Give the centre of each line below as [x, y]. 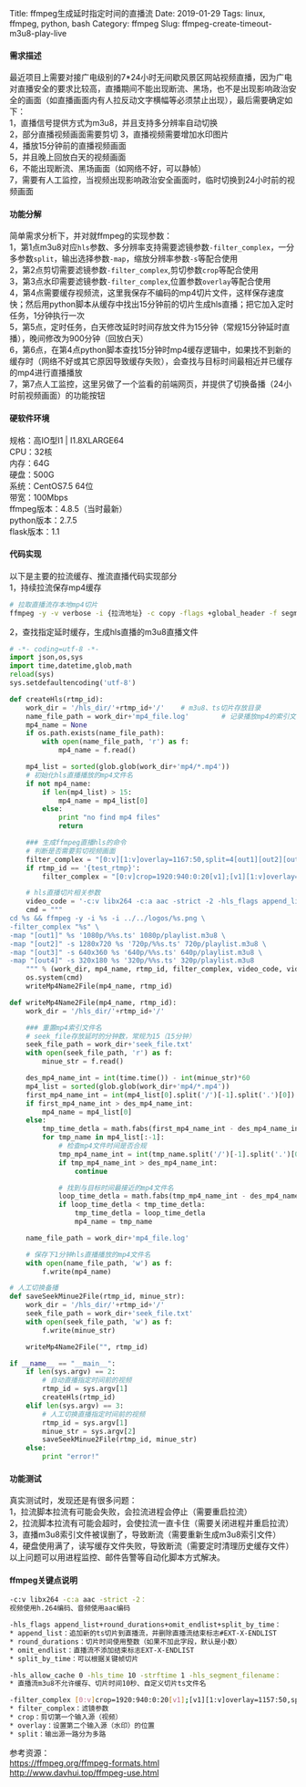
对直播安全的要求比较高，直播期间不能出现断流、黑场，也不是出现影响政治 [149, 88]
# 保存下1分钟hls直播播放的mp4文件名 [88, 1254]
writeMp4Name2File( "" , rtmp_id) [87, 1347]
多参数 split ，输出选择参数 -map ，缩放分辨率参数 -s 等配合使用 [124, 259]
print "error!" [71, 1457]
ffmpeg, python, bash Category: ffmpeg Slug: [95, 24]
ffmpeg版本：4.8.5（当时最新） [68, 508]
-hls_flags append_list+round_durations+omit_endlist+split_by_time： [146, 1625]
